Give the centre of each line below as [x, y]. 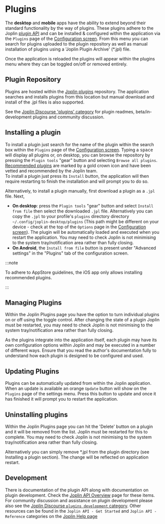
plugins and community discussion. [69, 117]
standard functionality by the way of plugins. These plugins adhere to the [79, 28]
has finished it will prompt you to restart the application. [62, 399]
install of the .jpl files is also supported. [45, 102]
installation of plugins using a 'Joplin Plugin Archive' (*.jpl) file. [68, 49]
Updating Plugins [32, 371]
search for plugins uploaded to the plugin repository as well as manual [76, 44]
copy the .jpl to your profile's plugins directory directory [71, 216]
